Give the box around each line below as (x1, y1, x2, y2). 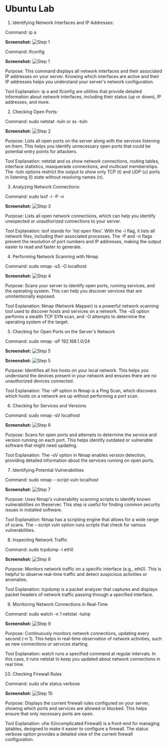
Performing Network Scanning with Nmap (12, 253, 99, 259)
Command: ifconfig (5, 49, 45, 55)
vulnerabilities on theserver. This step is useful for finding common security (5, 501, 161, 507)
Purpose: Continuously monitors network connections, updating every (5, 630, 150, 636)
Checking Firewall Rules (12, 671, 62, 677)
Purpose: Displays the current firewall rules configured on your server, (5, 700, 150, 706)
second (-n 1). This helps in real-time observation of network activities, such (5, 635, 162, 641)
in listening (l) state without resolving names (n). (5, 174, 104, 180)
